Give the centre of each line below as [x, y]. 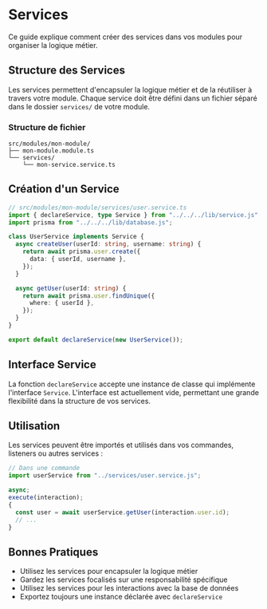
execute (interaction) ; [46, 498]
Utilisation [34, 426]
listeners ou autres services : [56, 453]
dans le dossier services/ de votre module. [79, 106]
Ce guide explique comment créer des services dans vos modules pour [126, 37]
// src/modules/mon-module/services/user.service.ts [98, 208]
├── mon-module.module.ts [51, 151]
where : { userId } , [61, 303]
